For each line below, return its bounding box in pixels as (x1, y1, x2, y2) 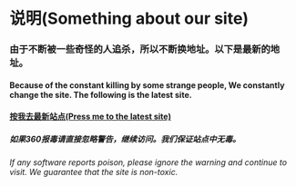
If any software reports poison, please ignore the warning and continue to (9, 157, 288, 168)
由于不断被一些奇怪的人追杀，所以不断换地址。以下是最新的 (9, 43, 271, 55)
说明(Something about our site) (9, 8, 249, 29)
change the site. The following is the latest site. (9, 89, 193, 100)
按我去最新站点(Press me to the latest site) (9, 111, 171, 122)
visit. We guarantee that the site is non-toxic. (9, 167, 179, 178)
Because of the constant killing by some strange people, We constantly (9, 79, 285, 91)
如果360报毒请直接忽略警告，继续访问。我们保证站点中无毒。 (9, 133, 241, 144)
